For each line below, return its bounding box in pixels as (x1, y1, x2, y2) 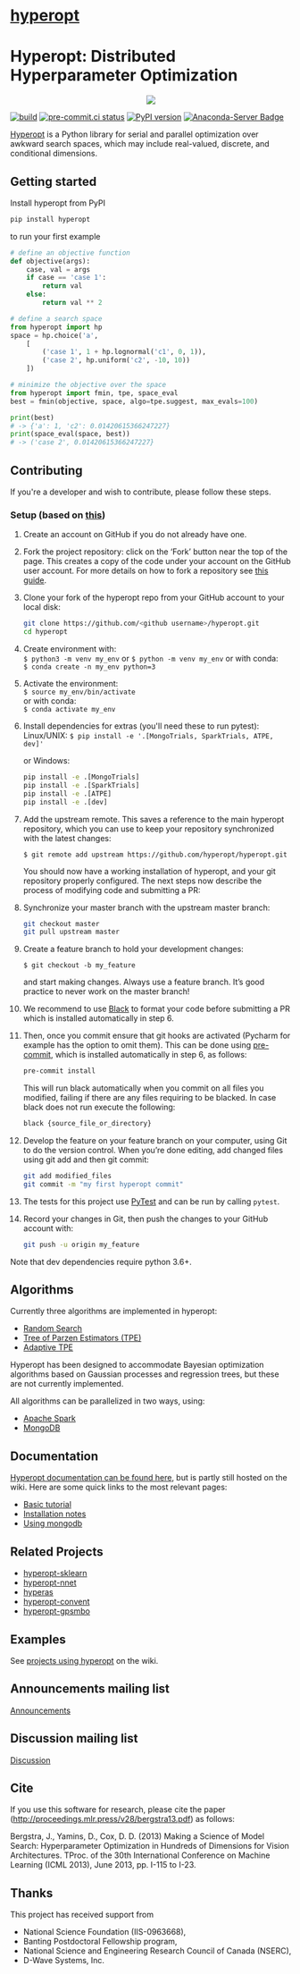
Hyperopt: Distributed (10, 46, 177, 67)
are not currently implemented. (10, 1379, 124, 1389)
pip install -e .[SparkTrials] (22, 780, 140, 789)
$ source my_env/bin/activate (22, 688, 137, 697)
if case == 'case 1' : (26, 274, 106, 283)
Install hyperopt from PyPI (10, 198, 106, 208)
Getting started (10, 173, 97, 189)
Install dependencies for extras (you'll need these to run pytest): (22, 721, 260, 731)
